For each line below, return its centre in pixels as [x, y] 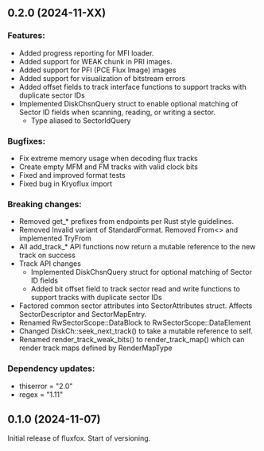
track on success [47, 255]
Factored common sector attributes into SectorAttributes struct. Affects [136, 306]
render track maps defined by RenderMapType [95, 348]
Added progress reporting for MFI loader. [86, 53]
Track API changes [50, 264]
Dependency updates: [51, 368]
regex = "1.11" [41, 394]
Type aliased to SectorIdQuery [81, 120]
